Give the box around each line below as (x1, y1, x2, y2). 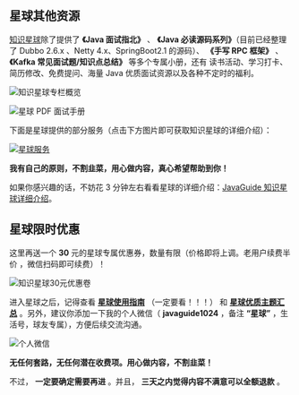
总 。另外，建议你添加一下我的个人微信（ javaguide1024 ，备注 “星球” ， (9, 307, 281, 318)
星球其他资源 (9, 8, 81, 24)
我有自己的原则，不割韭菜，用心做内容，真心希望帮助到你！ (9, 162, 229, 173)
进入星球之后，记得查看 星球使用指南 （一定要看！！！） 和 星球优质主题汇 (9, 296, 285, 307)
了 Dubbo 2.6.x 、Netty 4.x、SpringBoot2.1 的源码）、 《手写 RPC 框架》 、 (9, 45, 284, 56)
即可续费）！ (57, 258, 106, 269)
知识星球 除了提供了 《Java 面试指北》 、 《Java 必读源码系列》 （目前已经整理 (9, 34, 287, 45)
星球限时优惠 (9, 222, 81, 237)
